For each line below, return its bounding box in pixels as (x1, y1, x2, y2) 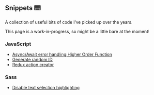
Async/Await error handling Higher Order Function (12, 52, 112, 57)
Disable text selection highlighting (12, 85, 80, 91)
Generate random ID (12, 57, 53, 63)
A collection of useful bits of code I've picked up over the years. (5, 19, 133, 25)
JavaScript (5, 41, 31, 47)
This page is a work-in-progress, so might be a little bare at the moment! (5, 28, 150, 34)
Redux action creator (12, 62, 54, 68)
